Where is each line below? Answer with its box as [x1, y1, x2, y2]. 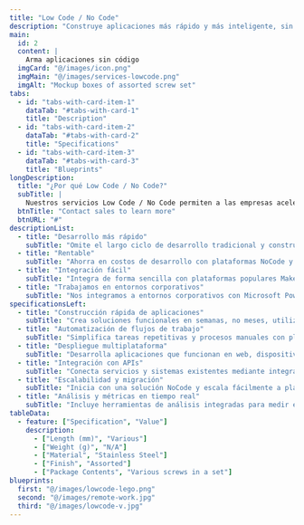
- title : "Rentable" [17, 249, 95, 258]
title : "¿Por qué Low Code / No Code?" [17, 182, 168, 191]
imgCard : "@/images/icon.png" [17, 64, 131, 73]
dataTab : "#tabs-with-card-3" [25, 156, 140, 166]
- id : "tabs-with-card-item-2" [17, 123, 136, 132]
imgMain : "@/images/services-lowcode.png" [17, 72, 180, 81]
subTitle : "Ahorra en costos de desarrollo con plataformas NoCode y [25, 257, 294, 267]
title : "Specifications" [25, 139, 119, 148]
